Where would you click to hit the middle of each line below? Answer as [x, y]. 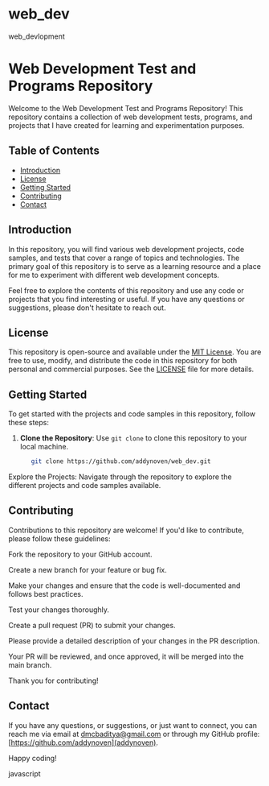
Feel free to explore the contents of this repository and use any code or [126, 290]
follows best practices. [46, 594]
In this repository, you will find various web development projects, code [126, 249]
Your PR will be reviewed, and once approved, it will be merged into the [126, 656]
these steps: [29, 423]
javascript [25, 773]
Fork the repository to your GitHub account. [80, 554]
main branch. [30, 664]
